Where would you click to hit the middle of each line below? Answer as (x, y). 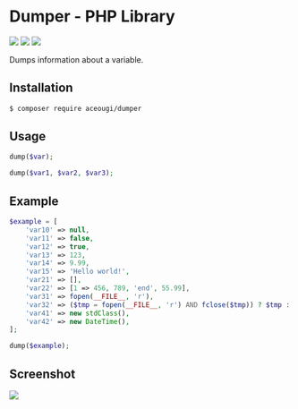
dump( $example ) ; (39, 346)
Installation (41, 88)
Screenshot (43, 374)
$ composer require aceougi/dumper (76, 108)
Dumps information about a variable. (77, 59)
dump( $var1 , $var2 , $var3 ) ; (62, 173)
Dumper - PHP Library (93, 17)
